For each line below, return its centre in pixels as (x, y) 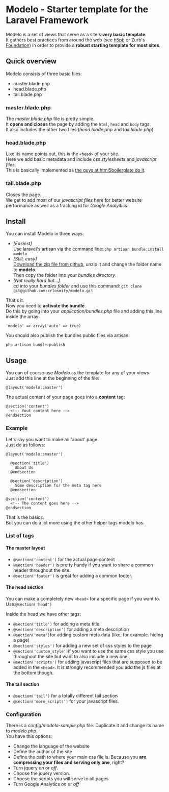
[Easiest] (22, 244)
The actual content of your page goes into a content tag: (65, 397)
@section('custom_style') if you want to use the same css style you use (88, 651)
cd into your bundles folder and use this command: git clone (77, 286)
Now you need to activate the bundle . (46, 306)
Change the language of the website (51, 746)
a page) (21, 640)
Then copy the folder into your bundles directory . (65, 275)
